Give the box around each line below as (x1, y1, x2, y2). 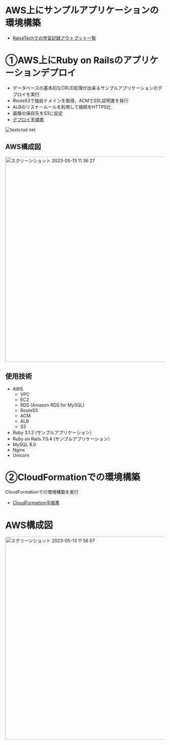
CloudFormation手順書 (12, 500, 60, 506)
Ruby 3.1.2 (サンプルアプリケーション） (12, 429, 95, 435)
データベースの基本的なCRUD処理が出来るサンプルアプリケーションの (12, 84, 158, 91)
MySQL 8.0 (12, 441, 36, 448)
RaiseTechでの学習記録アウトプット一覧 (12, 35, 96, 41)
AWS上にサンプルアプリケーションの (5, 5, 159, 16)
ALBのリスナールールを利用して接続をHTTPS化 (12, 104, 111, 110)
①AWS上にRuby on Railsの (5, 55, 123, 66)
